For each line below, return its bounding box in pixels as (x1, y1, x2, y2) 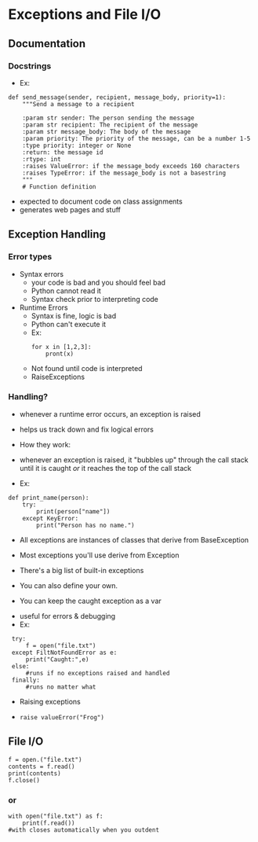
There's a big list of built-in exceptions (19, 565, 144, 575)
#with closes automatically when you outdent (8, 825, 159, 834)
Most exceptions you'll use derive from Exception (19, 550, 180, 560)
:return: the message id (22, 148, 104, 156)
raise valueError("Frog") (19, 713, 104, 721)
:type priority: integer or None (22, 142, 132, 149)
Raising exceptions (19, 697, 81, 706)
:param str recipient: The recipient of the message (22, 120, 198, 129)
